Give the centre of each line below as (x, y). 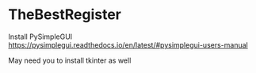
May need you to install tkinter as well (70, 60)
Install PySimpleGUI (40, 36)
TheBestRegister (65, 15)
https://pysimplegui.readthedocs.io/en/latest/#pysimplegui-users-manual (128, 44)
